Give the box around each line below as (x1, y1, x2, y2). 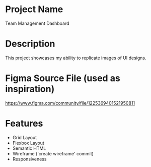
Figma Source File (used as (5, 72, 121, 84)
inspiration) (5, 83, 55, 95)
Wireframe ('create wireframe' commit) (12, 150, 94, 156)
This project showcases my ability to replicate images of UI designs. (5, 55, 147, 61)
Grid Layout (12, 134, 37, 140)
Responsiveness (12, 156, 47, 162)
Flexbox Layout (12, 140, 44, 146)
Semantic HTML (12, 145, 46, 151)
